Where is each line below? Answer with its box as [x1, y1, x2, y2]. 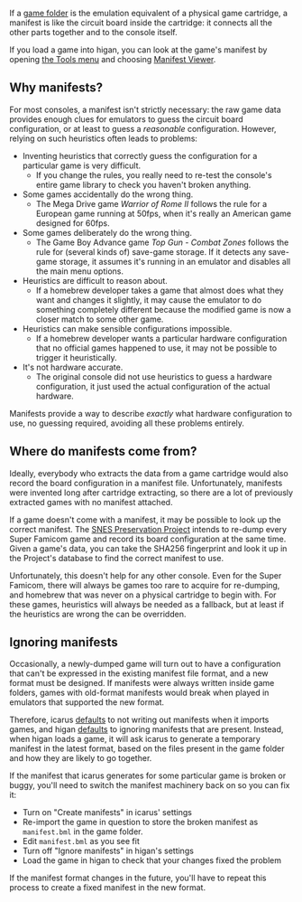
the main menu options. [35, 266, 124, 277]
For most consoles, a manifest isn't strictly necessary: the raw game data [9, 104, 281, 115]
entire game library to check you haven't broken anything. [35, 179, 252, 190]
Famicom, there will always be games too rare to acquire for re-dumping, [9, 579, 280, 590]
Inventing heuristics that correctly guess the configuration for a [22, 150, 258, 161]
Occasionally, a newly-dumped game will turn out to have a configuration [9, 659, 281, 670]
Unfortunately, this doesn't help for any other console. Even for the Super [9, 569, 282, 581]
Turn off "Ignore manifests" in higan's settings [22, 845, 194, 857]
